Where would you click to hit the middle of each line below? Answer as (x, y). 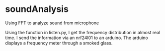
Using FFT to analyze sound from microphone (52, 23)
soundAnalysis (37, 9)
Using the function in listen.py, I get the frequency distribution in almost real (83, 32)
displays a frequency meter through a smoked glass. (59, 43)
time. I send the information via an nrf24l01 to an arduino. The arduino (77, 38)
